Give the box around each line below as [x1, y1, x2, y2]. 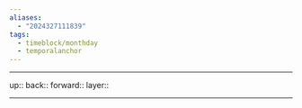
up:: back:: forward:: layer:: [9, 80, 110, 91]
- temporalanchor [17, 47, 83, 56]
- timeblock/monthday [17, 38, 99, 48]
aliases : [9, 13, 42, 22]
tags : [9, 30, 30, 39]
